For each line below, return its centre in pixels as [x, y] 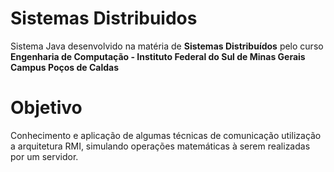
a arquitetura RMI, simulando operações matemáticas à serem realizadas [160, 146]
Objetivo [46, 108]
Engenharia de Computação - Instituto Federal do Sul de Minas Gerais [158, 56]
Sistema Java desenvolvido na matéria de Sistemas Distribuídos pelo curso [167, 46]
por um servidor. [44, 156]
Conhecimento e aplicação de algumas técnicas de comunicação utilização [166, 135]
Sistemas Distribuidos [104, 18]
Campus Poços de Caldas [65, 67]
